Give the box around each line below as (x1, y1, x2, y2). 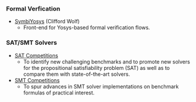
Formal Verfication (6, 5, 60, 13)
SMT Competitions (14, 76, 60, 83)
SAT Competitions (14, 52, 59, 59)
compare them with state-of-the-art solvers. (23, 71, 130, 78)
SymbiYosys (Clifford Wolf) (14, 18, 80, 25)
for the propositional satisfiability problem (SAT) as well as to (23, 64, 170, 71)
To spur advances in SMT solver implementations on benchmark (23, 83, 179, 90)
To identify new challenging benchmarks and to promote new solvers (23, 58, 190, 65)
